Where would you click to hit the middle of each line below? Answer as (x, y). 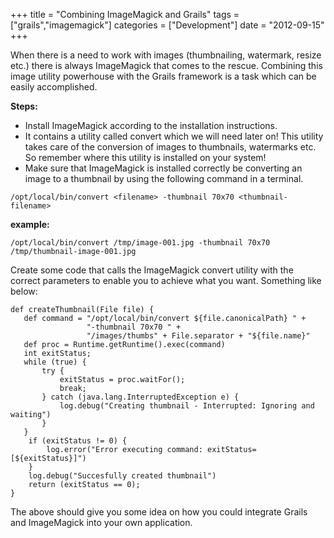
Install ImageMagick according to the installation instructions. (151, 125)
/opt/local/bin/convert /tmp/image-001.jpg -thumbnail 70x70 (140, 243)
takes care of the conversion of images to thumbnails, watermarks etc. (170, 147)
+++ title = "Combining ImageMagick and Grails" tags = (125, 14)
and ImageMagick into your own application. (101, 522)
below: (24, 291)
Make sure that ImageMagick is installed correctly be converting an (163, 168)
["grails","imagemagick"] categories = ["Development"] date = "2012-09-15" (167, 25)
